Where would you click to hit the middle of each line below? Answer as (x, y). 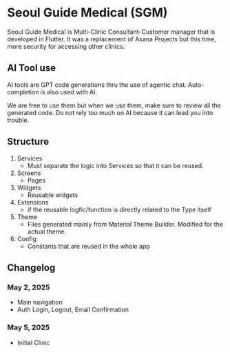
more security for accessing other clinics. (66, 46)
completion (23, 92)
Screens (29, 173)
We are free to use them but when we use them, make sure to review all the (114, 105)
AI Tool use (32, 68)
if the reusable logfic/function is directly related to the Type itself (119, 209)
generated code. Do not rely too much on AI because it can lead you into (110, 112)
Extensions (33, 202)
